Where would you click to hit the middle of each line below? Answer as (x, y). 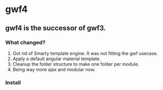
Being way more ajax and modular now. (54, 69)
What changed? (25, 42)
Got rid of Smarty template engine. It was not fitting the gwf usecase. (85, 53)
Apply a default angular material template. (57, 59)
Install (13, 82)
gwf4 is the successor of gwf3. (56, 28)
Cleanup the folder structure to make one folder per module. (76, 64)
